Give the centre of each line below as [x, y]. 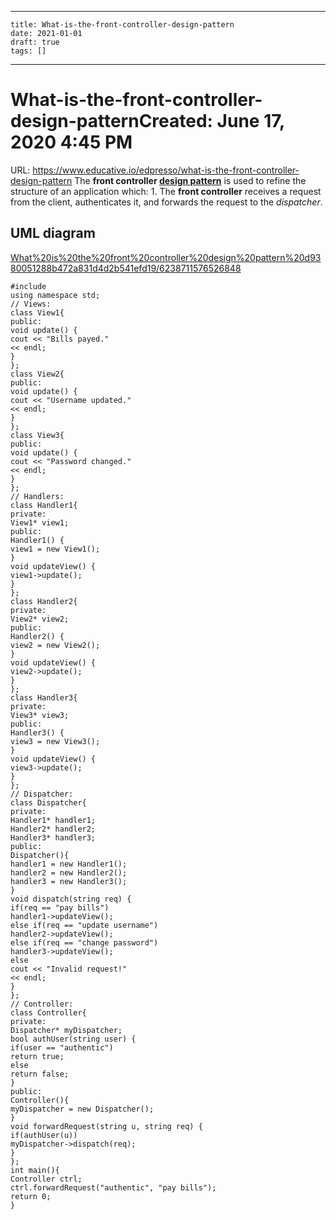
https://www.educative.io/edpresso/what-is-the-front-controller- [166, 170]
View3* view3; [40, 715]
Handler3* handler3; [53, 837]
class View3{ [37, 435]
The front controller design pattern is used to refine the [190, 180]
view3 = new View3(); [55, 741]
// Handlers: [37, 496]
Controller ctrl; [46, 1179]
